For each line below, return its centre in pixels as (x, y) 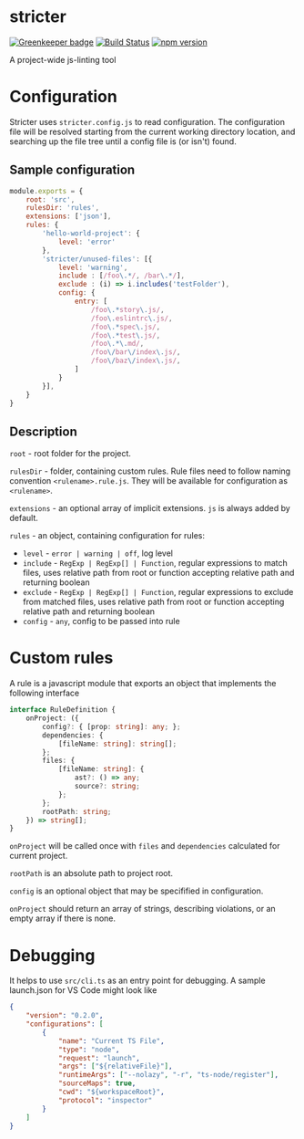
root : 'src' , (51, 199)
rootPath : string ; (77, 811)
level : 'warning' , (93, 267)
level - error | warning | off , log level (97, 553)
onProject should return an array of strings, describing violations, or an (142, 909)
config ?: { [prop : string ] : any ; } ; (111, 726)
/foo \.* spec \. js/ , (126, 327)
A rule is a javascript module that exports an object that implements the (143, 684)
